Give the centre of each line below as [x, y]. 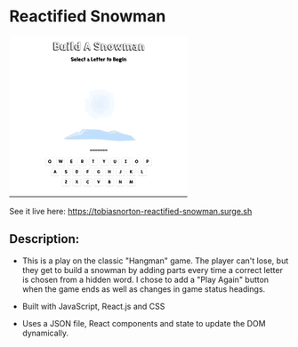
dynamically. [45, 333]
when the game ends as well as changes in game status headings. [144, 289]
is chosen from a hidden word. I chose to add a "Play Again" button [145, 279]
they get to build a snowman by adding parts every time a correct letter [152, 270]
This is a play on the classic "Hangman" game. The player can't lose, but [155, 261]
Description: [44, 239]
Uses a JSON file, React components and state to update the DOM [144, 323]
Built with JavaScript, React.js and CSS [93, 306]
